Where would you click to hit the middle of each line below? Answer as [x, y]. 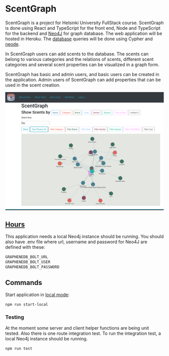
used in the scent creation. [33, 85]
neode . [13, 44]
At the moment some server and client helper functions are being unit [77, 328]
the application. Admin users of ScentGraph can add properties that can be [83, 80]
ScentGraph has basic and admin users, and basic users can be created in [82, 74]
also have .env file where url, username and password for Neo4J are [76, 242]
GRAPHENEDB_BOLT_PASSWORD [32, 267]
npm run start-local [27, 305]
